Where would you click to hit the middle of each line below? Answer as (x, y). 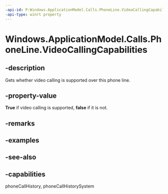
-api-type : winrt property (33, 14)
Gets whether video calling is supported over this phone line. (68, 80)
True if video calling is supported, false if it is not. (56, 108)
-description (25, 68)
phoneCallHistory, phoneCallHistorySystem (50, 186)
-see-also (21, 157)
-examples (22, 140)
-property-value (31, 96)
